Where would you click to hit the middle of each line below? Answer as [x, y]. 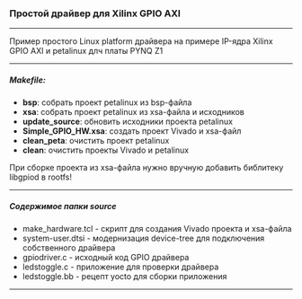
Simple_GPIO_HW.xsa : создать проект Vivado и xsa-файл [132, 131]
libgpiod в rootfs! [41, 177]
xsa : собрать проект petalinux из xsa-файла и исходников [133, 112]
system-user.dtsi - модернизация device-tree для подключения [143, 238]
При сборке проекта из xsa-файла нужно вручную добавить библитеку [147, 168]
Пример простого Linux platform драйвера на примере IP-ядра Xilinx [141, 41]
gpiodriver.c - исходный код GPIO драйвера [106, 258]
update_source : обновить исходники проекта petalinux [128, 122]
